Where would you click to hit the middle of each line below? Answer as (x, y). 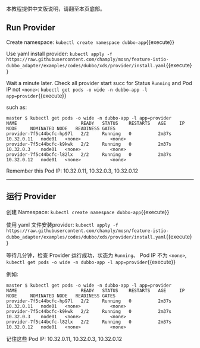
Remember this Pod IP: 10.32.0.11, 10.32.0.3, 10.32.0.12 (72, 171)
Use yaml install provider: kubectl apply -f (59, 54)
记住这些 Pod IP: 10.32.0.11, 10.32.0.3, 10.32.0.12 (64, 338)
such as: (17, 107)
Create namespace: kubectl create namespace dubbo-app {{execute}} (90, 42)
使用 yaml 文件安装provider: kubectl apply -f (62, 224)
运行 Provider (31, 197)
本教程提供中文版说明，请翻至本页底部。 (56, 9)
